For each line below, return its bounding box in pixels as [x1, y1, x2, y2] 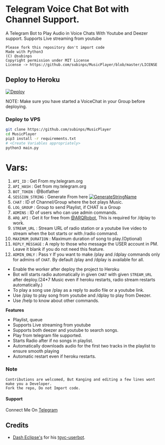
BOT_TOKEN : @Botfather [12, 189, 59, 195]
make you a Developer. [5, 381, 52, 386]
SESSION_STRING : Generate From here [12, 194, 88, 200]
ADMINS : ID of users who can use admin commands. [12, 209, 117, 215]
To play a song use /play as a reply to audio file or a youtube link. [12, 287, 144, 293]
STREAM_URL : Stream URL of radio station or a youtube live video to [12, 225, 147, 231]
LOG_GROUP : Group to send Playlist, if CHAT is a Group [12, 205, 121, 210]
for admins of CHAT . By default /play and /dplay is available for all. [12, 257, 144, 263]
